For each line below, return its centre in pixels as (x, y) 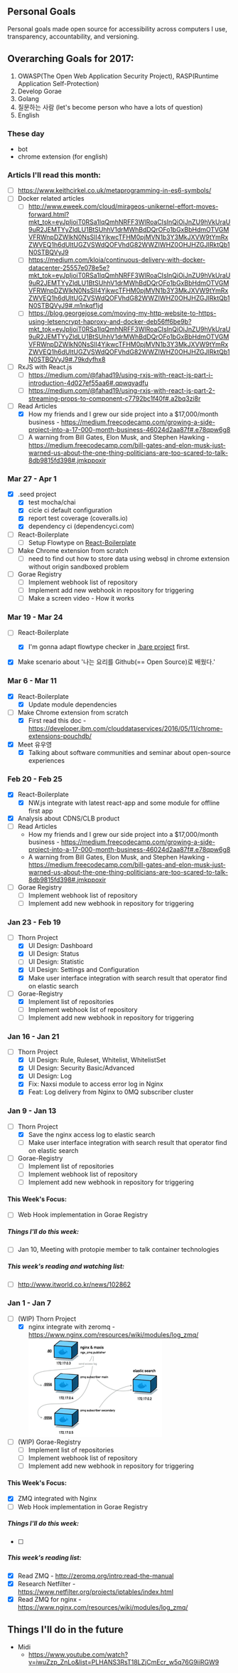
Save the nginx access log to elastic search (92, 1134)
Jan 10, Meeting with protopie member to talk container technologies (118, 1250)
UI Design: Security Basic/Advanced (81, 1068)
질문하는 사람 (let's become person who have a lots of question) (110, 107)
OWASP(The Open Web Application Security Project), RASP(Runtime (118, 76)
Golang (28, 98)
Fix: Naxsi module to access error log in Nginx (96, 1084)
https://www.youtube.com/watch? (78, 1654)
